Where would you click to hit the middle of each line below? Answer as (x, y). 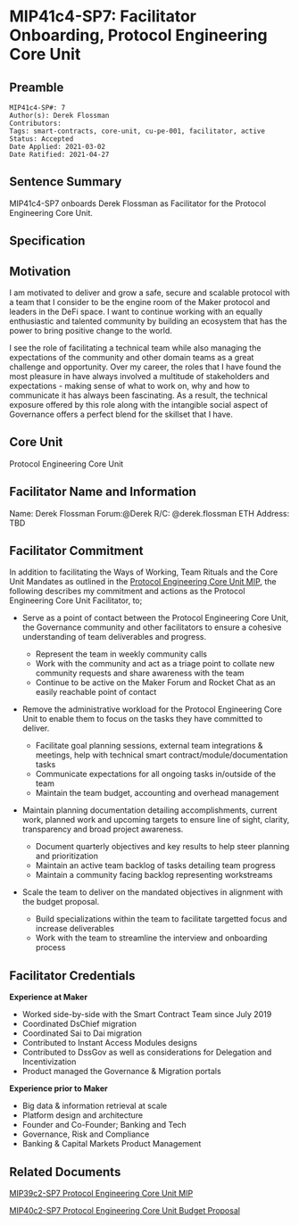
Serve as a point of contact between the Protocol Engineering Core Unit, (155, 618)
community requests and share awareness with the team (140, 673)
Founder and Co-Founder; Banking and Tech (104, 1125)
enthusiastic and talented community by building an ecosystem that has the (148, 321)
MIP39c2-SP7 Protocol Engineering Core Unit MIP (101, 1194)
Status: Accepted (42, 139)
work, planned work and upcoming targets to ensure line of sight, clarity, (156, 820)
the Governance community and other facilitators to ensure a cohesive (152, 627)
